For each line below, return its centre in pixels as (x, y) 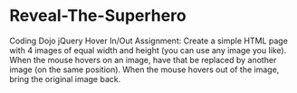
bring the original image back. (65, 79)
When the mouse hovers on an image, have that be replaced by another (143, 60)
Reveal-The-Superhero (98, 16)
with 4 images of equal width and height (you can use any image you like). (148, 50)
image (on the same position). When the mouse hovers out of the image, (144, 70)
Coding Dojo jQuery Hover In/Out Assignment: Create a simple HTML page (148, 41)
